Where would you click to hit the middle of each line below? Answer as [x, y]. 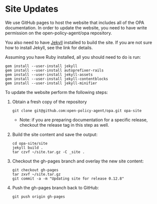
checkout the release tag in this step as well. [64, 125]
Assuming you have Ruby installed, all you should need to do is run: [73, 57]
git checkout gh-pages [35, 170]
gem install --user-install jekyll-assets [49, 74]
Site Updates [32, 9]
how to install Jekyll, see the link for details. [49, 47]
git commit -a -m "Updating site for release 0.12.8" [68, 179]
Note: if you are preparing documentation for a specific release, [84, 120]
